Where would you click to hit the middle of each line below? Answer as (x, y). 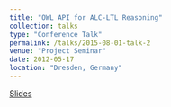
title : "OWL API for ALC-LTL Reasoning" (86, 18)
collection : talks (44, 26)
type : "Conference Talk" (56, 34)
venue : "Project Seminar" (58, 51)
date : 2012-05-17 (42, 59)
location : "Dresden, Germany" (66, 68)
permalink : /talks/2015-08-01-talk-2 (80, 43)
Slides (21, 93)
